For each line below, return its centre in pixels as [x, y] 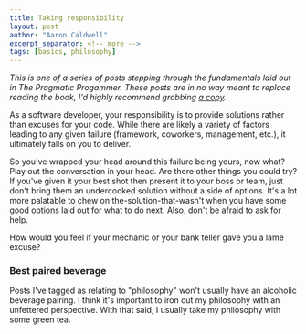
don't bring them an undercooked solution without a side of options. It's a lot [153, 191]
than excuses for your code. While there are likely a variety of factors [139, 125]
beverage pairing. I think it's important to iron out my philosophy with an [145, 300]
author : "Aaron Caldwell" [58, 35]
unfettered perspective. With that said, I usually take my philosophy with [145, 310]
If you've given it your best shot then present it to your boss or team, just [146, 181]
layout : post [34, 26]
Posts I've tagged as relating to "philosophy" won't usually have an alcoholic [153, 291]
